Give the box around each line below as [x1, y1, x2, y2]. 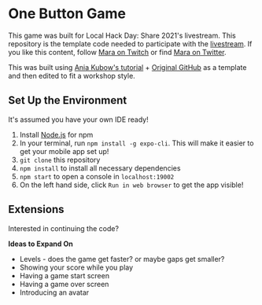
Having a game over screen [19, 279, 109, 288]
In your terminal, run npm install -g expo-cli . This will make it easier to [19, 138, 254, 148]
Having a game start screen [19, 270, 110, 280]
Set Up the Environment [8, 94, 127, 107]
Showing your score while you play [19, 263, 134, 272]
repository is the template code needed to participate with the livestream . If [8, 39, 253, 48]
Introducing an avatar [19, 288, 90, 297]
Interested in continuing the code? [8, 223, 120, 233]
